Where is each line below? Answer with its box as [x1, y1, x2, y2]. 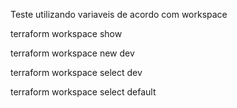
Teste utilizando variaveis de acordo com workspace [10, 9, 228, 20]
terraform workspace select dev [10, 67, 143, 78]
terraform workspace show [10, 28, 123, 39]
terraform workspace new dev [10, 47, 135, 59]
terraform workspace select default [10, 86, 157, 98]
